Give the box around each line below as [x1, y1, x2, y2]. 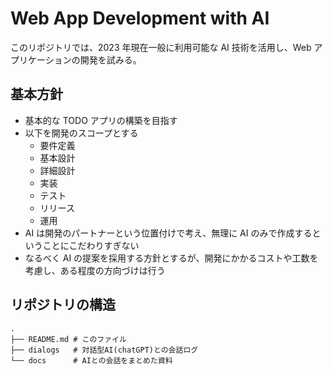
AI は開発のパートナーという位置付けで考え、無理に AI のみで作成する [24, 227, 313, 239]
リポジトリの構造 [10, 297, 116, 314]
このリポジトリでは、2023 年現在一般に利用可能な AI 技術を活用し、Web [10, 41, 312, 53]
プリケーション [10, 53, 72, 66]
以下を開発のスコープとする [24, 127, 139, 139]
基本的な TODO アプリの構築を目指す [24, 114, 178, 126]
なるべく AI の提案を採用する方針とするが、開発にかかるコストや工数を [24, 252, 319, 264]
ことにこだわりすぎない [42, 239, 140, 251]
